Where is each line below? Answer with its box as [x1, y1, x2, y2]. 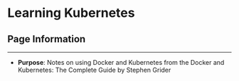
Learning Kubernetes [7, 5, 135, 21]
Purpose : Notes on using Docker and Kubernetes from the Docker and [17, 58, 225, 66]
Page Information [7, 33, 86, 45]
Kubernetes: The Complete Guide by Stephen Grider [17, 66, 171, 74]
